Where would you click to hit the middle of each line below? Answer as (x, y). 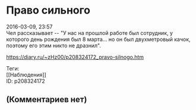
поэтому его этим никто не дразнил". (53, 46)
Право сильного (48, 10)
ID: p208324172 (26, 81)
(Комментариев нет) (47, 100)
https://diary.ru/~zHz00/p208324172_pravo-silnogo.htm (75, 57)
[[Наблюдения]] (26, 75)
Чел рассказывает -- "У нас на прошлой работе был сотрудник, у (90, 33)
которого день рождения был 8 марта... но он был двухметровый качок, (99, 39)
